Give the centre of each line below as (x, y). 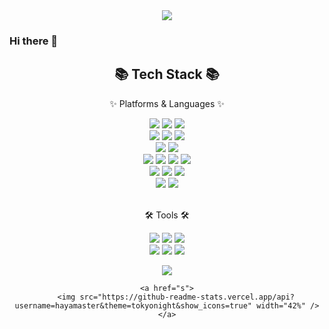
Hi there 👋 (34, 41)
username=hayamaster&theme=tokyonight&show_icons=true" (133, 305)
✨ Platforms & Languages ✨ (167, 103)
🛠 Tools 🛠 (167, 215)
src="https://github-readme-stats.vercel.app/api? (187, 297)
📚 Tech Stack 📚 (167, 74)
